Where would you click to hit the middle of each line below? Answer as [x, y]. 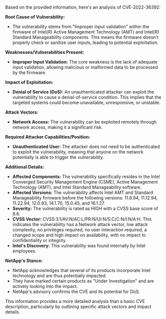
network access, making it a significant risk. [58, 127]
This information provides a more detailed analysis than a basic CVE [75, 301]
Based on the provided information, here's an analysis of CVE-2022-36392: [83, 7]
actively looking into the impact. [45, 286]
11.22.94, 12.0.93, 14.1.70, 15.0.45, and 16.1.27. [59, 203]
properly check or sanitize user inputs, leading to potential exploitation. [85, 42]
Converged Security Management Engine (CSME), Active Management [85, 182]
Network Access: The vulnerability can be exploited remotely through [84, 122]
